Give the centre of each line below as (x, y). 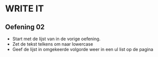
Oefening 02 (25, 27)
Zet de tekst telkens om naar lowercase (53, 44)
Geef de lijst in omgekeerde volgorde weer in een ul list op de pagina (83, 49)
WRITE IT (25, 9)
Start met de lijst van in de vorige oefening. (56, 39)
